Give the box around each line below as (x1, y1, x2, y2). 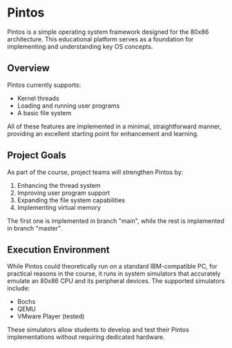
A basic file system (17, 108, 72, 117)
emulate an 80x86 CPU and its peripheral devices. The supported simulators (7, 277, 225, 285)
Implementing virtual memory (17, 203, 101, 211)
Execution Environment (7, 244, 110, 255)
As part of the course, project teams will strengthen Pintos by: (7, 168, 184, 176)
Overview (7, 62, 50, 74)
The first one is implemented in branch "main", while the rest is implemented (7, 216, 224, 225)
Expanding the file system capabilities (17, 195, 126, 204)
